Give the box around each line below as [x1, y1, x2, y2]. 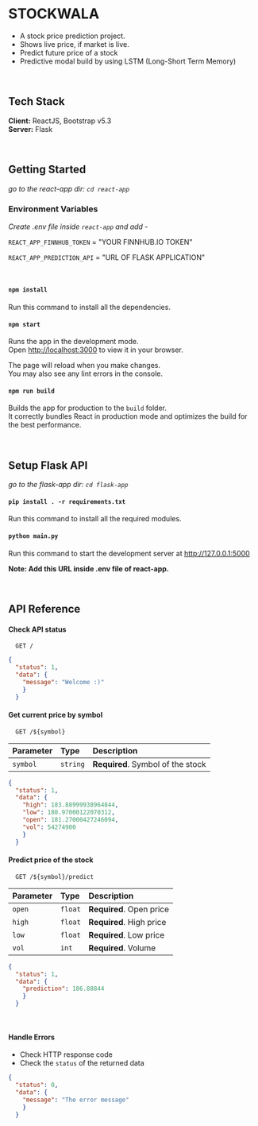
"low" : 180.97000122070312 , [22, 808, 115, 817]
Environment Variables [8, 203, 98, 215]
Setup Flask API [8, 459, 88, 472]
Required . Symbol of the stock [92, 758, 206, 769]
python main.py [8, 532, 59, 540]
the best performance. [8, 420, 82, 430]
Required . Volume [88, 942, 156, 954]
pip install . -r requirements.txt [8, 497, 126, 505]
